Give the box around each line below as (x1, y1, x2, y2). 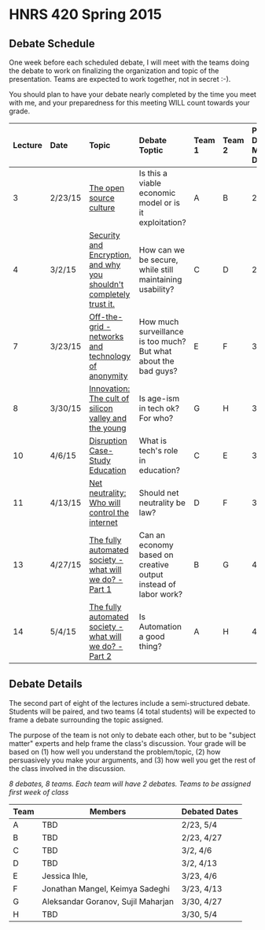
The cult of (88, 393, 130, 404)
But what (138, 346, 172, 356)
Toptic (138, 145, 164, 155)
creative (138, 559, 170, 570)
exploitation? (138, 217, 187, 227)
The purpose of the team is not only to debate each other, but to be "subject (9, 730, 256, 740)
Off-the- (88, 312, 123, 322)
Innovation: (88, 383, 131, 394)
